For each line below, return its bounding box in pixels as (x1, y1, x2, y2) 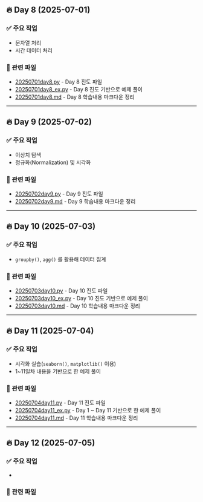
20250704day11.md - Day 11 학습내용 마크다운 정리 (14, 414, 138, 421)
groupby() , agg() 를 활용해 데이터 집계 (14, 256, 106, 263)
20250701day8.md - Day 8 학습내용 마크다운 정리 (14, 93, 135, 101)
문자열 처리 (14, 39, 42, 46)
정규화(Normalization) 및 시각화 (14, 159, 91, 166)
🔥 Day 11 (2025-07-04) (6, 326, 94, 336)
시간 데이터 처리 (14, 47, 53, 54)
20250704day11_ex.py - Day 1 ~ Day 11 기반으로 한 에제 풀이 (14, 406, 161, 414)
